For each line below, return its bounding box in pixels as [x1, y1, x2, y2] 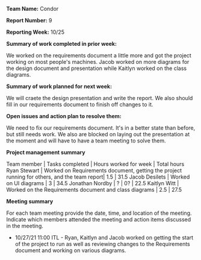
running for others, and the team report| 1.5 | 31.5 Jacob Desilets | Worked [6, 173, 190, 180]
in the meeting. [6, 223, 44, 229]
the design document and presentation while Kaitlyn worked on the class [6, 65, 187, 72]
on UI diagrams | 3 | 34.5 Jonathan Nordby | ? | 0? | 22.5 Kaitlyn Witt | [6, 180, 179, 186]
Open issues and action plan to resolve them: [6, 113, 122, 119]
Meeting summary [6, 198, 54, 205]
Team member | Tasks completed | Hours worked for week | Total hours [6, 160, 185, 168]
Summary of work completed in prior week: [6, 40, 117, 47]
